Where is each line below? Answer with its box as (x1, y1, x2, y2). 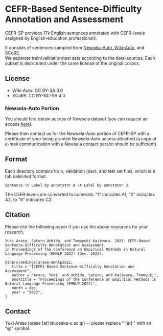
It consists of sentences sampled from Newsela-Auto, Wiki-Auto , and (5, 45, 144, 50)
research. (5, 229, 24, 235)
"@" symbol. (5, 325, 31, 331)
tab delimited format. (5, 173, 47, 179)
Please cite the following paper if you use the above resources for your (5, 224, 148, 229)
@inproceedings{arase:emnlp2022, (5, 260, 73, 265)
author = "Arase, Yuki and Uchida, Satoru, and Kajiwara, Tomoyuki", (11, 272, 159, 277)
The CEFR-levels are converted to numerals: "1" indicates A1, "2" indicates (5, 191, 155, 197)
